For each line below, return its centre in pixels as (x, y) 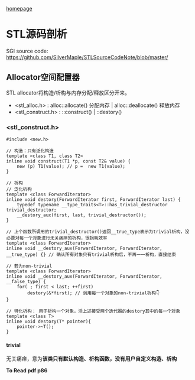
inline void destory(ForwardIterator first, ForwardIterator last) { (94, 200)
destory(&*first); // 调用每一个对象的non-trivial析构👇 (93, 293)
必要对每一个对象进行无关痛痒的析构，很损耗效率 (57, 238)
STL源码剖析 (37, 34)
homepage (19, 9)
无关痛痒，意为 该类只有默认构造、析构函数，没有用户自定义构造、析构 (92, 359)
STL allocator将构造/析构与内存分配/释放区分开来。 (68, 92)
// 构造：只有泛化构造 (30, 151)
